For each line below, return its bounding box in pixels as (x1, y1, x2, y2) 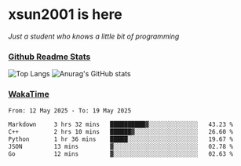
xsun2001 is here (8, 6, 123, 24)
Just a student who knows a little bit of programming (8, 31, 180, 41)
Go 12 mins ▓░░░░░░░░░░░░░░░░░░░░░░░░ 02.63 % (8, 149, 234, 158)
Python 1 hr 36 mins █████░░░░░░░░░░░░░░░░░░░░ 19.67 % (8, 135, 234, 143)
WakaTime (8, 89, 49, 100)
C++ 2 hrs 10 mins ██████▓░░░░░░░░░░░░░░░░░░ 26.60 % (8, 128, 234, 136)
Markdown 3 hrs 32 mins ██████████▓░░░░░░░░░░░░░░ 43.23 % (8, 120, 234, 129)
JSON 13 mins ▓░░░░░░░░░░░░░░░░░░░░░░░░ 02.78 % (8, 143, 234, 151)
